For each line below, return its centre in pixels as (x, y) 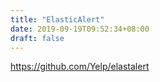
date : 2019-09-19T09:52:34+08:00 (80, 29)
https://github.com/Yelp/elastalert (80, 67)
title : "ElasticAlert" (57, 19)
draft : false (37, 38)
